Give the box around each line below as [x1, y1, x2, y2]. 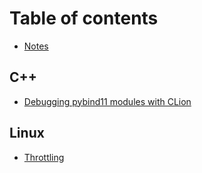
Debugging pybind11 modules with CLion [23, 95, 192, 107]
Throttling [23, 151, 65, 163]
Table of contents [9, 7, 159, 30]
